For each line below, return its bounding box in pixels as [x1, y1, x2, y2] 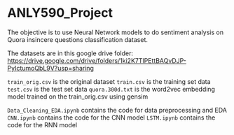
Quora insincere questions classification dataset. [7, 35, 149, 43]
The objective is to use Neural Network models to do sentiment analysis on [7, 28, 224, 36]
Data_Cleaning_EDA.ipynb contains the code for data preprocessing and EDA [7, 106, 228, 114]
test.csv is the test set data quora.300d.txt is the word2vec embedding [7, 85, 216, 93]
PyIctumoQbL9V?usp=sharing [7, 64, 95, 72]
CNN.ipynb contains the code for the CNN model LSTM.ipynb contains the [7, 113, 216, 122]
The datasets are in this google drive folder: [7, 49, 133, 57]
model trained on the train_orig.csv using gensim [7, 92, 149, 101]
